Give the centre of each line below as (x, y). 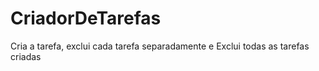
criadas (26, 56)
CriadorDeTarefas (86, 18)
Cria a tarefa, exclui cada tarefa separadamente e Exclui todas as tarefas (160, 46)
